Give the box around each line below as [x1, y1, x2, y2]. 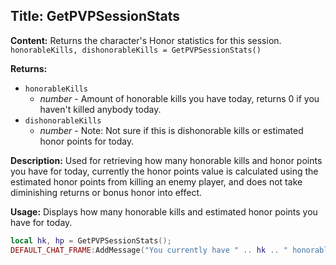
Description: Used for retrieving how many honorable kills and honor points [10, 154, 323, 166]
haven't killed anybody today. [39, 103, 162, 115]
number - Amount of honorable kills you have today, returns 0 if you [39, 92, 320, 104]
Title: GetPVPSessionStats [10, 8, 181, 25]
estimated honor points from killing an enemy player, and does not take [10, 175, 303, 188]
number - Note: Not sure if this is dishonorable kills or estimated [39, 124, 304, 136]
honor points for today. [39, 135, 135, 147]
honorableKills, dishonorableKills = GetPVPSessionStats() [10, 45, 262, 55]
